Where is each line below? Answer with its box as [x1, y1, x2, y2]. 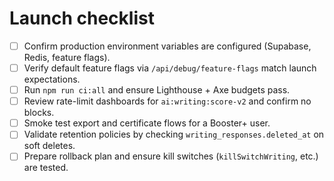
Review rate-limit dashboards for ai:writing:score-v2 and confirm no [23, 95, 312, 107]
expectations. [23, 73, 81, 86]
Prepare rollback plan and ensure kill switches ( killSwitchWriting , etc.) [23, 150, 319, 162]
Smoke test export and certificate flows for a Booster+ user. [23, 117, 271, 129]
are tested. [23, 162, 69, 174]
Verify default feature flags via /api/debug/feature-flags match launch [23, 62, 317, 74]
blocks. [23, 107, 55, 119]
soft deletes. [23, 140, 76, 152]
